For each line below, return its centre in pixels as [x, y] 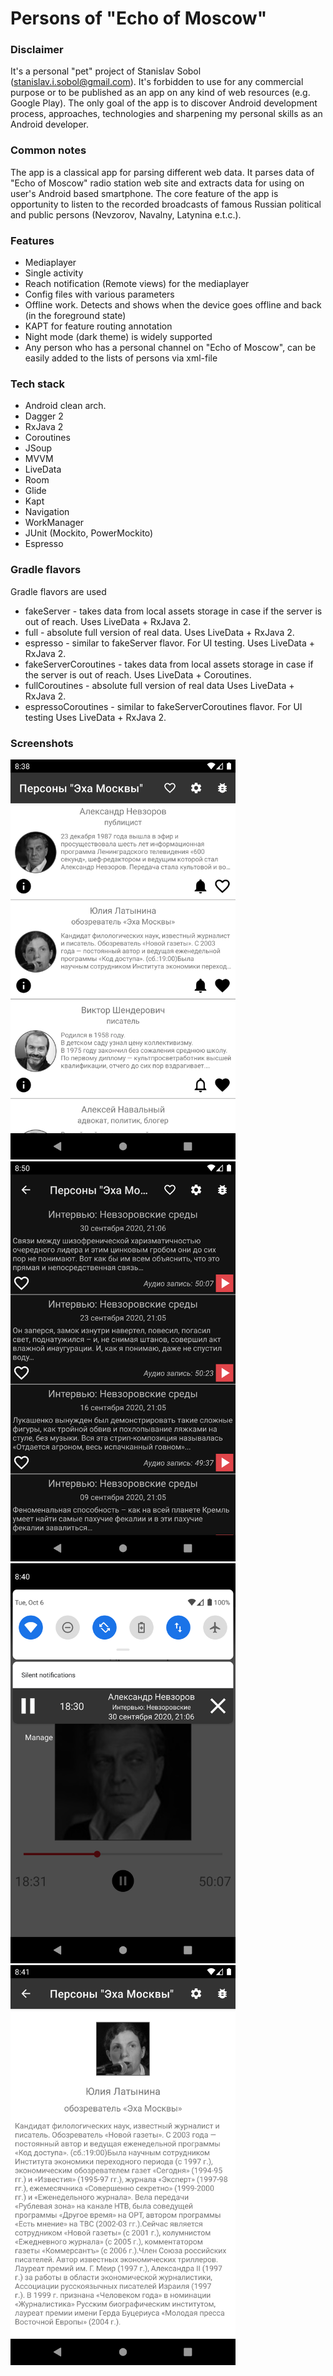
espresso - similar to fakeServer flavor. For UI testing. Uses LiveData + [170, 643]
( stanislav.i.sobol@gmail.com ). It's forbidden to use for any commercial [157, 82]
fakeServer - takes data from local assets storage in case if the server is [173, 611]
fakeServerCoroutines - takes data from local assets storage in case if [169, 664]
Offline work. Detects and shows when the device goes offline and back [173, 305]
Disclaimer [37, 50]
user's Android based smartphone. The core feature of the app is [144, 193]
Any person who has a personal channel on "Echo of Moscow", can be [170, 348]
